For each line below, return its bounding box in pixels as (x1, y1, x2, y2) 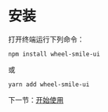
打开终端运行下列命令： (8, 34, 84, 44)
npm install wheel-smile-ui (8, 50, 101, 58)
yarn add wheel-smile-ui (8, 80, 90, 89)
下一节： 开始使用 (8, 95, 64, 104)
